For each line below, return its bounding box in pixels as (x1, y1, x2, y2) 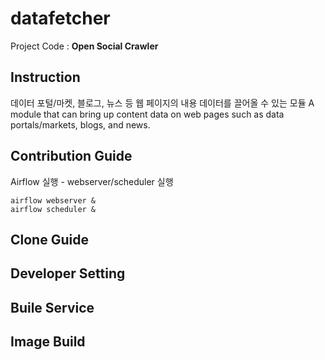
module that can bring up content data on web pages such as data (10, 108, 285, 120)
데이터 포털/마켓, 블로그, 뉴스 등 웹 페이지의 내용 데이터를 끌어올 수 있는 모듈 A (10, 97, 315, 109)
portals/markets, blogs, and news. (10, 118, 151, 131)
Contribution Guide (10, 148, 133, 165)
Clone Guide (10, 231, 89, 248)
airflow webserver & (10, 195, 97, 206)
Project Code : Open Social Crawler (10, 40, 159, 52)
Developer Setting (10, 265, 126, 282)
